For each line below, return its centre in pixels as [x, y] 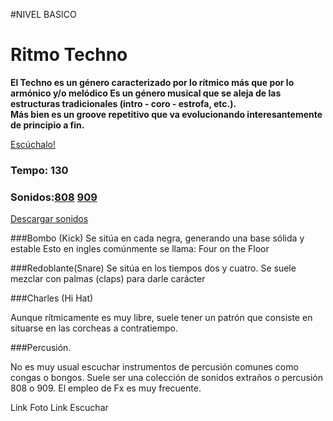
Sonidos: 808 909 [54, 197]
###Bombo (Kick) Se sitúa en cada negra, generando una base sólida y [157, 238]
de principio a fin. [47, 125]
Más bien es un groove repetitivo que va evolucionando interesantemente [166, 114]
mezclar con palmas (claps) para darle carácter [108, 279]
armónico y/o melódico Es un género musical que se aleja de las [146, 93]
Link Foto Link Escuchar [59, 408]
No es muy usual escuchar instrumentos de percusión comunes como [154, 367]
